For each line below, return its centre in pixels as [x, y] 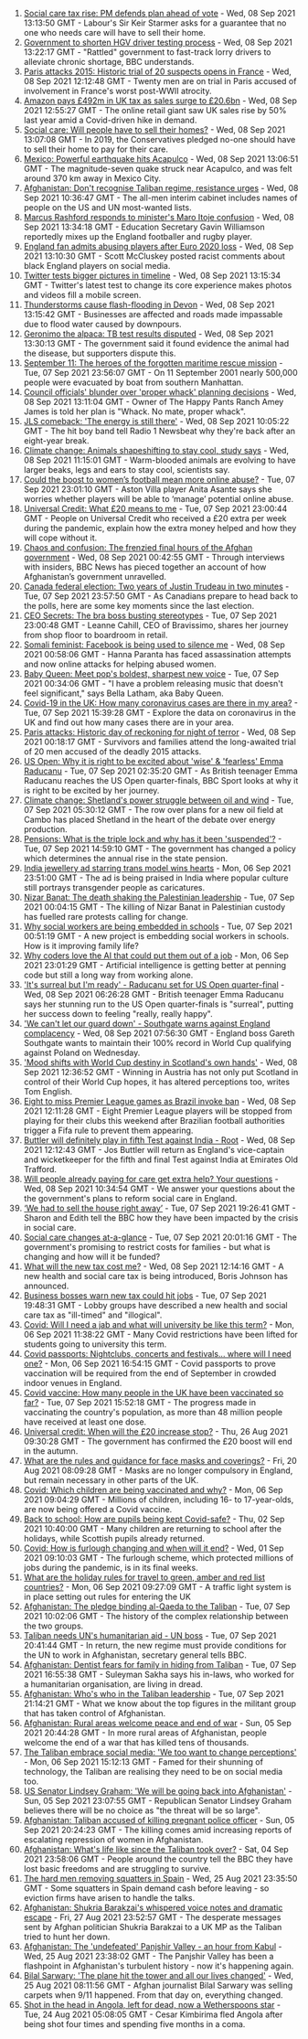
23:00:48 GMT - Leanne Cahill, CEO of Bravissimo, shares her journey [156, 625]
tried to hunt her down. [67, 1937]
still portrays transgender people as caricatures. [114, 887]
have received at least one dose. [85, 1422]
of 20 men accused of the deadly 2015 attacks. [112, 752]
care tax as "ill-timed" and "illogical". [93, 1315]
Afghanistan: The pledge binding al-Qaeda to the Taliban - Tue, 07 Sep [157, 1607]
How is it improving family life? [81, 946]
